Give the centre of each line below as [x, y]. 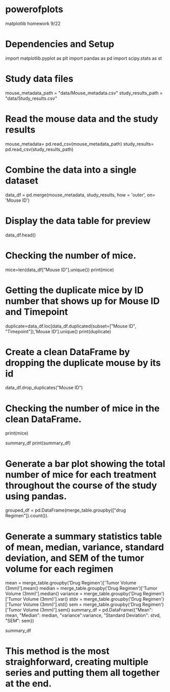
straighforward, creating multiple [77, 662]
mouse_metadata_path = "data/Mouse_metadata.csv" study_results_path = [84, 93]
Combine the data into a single [71, 170]
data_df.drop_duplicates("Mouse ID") [44, 388]
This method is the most [58, 651]
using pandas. [36, 496]
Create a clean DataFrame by [68, 352]
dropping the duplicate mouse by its [83, 363]
